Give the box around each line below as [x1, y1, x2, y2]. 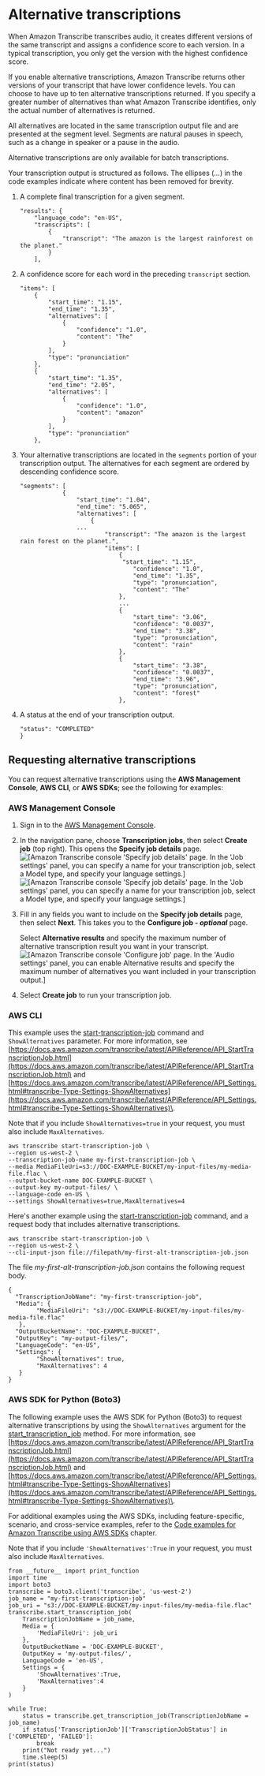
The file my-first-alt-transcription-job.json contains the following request [8, 1263, 245, 1272]
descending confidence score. [19, 467, 120, 476]
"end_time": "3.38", [132, 627, 200, 635]
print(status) [8, 1760, 55, 1768]
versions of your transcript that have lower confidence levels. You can [8, 80, 236, 90]
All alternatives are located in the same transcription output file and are [8, 121, 239, 130]
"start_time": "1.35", [48, 374, 123, 382]
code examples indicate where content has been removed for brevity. [8, 176, 234, 186]
